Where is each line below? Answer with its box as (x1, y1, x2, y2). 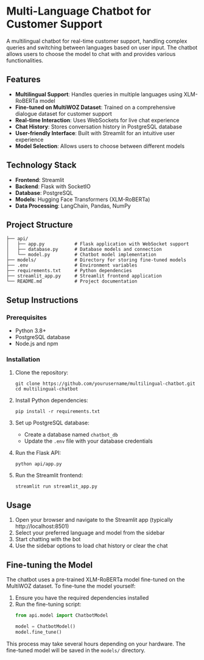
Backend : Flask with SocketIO (15, 183, 91, 190)
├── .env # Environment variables (6, 262, 138, 269)
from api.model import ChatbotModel (15, 612, 108, 619)
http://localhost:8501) (15, 522, 69, 530)
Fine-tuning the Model (6, 560, 93, 570)
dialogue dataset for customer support (15, 110, 113, 117)
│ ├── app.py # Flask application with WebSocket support (6, 241, 189, 247)
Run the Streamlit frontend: (15, 472, 83, 479)
